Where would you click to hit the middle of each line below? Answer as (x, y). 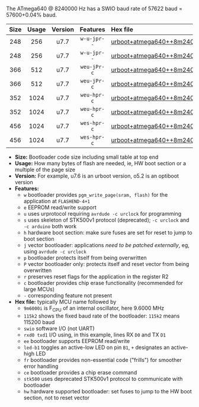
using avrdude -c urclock (55, 251)
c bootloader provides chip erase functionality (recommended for (103, 283)
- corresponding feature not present (68, 295)
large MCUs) (39, 289)
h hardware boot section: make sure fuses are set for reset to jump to (108, 233)
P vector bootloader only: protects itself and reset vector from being (106, 264)
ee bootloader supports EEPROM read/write (77, 341)
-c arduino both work (50, 226)
